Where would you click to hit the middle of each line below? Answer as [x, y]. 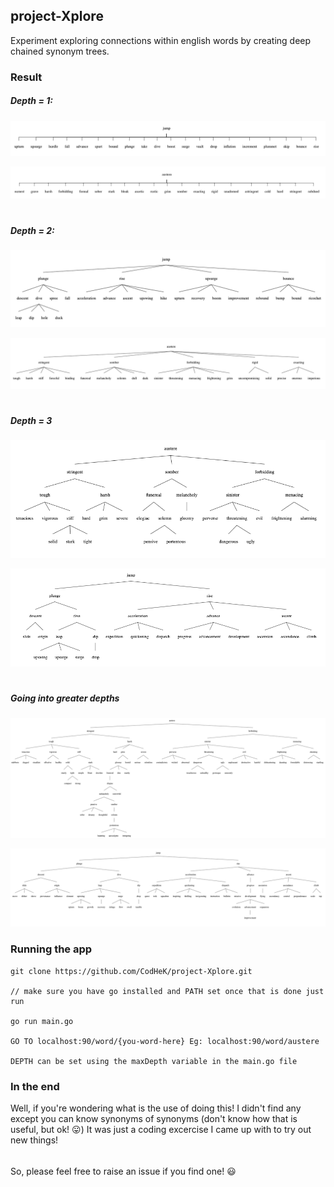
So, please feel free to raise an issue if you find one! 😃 [123, 1171]
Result [26, 77]
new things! [34, 1140]
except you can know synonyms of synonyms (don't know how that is [154, 1118]
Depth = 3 [31, 420]
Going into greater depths [65, 698]
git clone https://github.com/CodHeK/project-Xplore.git [131, 971]
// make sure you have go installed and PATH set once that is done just [167, 991]
